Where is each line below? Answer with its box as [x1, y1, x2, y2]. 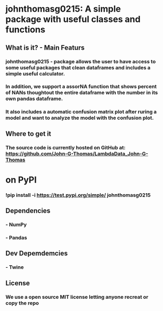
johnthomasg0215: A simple [5, 3, 121, 15]
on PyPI [5, 174, 37, 185]
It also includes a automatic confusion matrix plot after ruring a [5, 109, 157, 115]
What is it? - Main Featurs [5, 43, 85, 52]
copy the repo [5, 299, 39, 306]
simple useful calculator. [5, 70, 65, 77]
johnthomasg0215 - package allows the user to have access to [5, 58, 156, 65]
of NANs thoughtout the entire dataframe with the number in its [5, 89, 158, 96]
